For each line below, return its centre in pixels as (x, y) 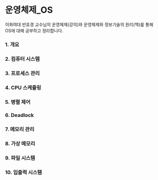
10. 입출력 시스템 (24, 173)
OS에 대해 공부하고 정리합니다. (34, 30)
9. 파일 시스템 (20, 158)
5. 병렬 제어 (18, 102)
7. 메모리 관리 (20, 129)
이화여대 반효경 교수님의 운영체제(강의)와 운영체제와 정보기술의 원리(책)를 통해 (79, 24)
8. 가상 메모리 (20, 144)
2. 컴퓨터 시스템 (22, 59)
